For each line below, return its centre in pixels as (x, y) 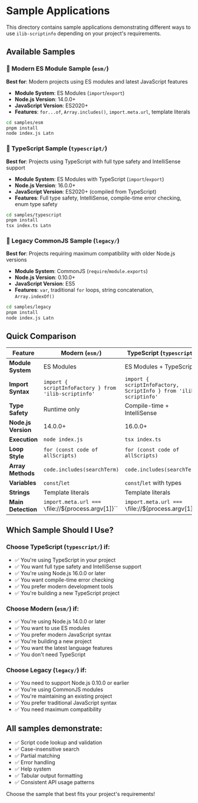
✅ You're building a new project (53, 641)
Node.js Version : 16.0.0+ (45, 185)
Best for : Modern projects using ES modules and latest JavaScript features (97, 81)
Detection (23, 509)
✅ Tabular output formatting (49, 776)
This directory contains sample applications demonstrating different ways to (99, 27)
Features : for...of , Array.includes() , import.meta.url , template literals (102, 112)
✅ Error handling (35, 762)
